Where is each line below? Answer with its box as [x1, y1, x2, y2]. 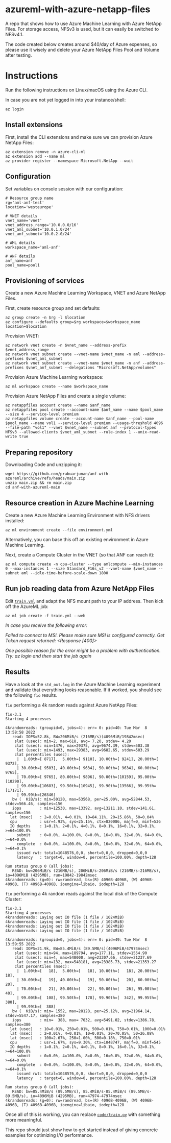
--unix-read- [133, 430, 161, 435]
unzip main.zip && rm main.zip [5, 480, 72, 485]
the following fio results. [5, 692, 58, 698]
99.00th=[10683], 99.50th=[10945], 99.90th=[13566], [21, 783, 136, 788]
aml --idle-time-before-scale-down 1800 [21, 570, 109, 575]
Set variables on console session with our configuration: [5, 185, 124, 192]
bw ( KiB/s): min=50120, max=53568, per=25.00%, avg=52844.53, [12, 796, 152, 802]
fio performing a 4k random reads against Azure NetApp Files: [5, 702, 138, 708]
